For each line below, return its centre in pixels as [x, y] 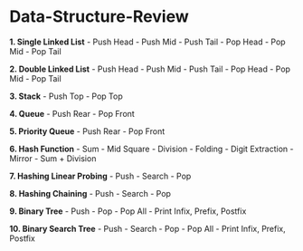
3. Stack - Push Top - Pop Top [66, 96]
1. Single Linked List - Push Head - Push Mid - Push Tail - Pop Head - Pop [148, 42]
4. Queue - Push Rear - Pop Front [72, 113]
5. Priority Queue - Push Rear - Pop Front [87, 131]
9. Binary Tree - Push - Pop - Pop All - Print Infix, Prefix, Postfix [128, 211]
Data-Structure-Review [99, 17]
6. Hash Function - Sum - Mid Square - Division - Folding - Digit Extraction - [151, 149]
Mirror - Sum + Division [53, 158]
